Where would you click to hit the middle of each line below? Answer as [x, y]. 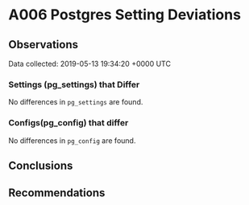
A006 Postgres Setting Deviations [125, 15]
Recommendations [57, 193]
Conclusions [41, 165]
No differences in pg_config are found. [72, 140]
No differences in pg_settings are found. [76, 102]
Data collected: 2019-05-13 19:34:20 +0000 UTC [90, 64]
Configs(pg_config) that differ [68, 123]
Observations [44, 45]
